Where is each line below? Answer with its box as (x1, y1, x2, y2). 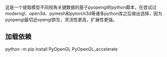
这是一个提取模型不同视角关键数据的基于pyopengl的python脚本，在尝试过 (5, 4, 157, 10)
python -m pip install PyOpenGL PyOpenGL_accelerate (5, 46, 118, 52)
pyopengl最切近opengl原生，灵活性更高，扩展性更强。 (5, 17, 117, 22)
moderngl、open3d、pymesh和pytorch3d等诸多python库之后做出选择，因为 (5, 10, 163, 16)
